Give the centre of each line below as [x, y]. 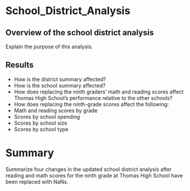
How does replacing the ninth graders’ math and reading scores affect [99, 92]
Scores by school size [41, 123]
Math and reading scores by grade [56, 110]
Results [20, 65]
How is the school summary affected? [60, 85]
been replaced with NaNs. [37, 182]
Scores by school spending [47, 116]
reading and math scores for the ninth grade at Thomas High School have [94, 175]
